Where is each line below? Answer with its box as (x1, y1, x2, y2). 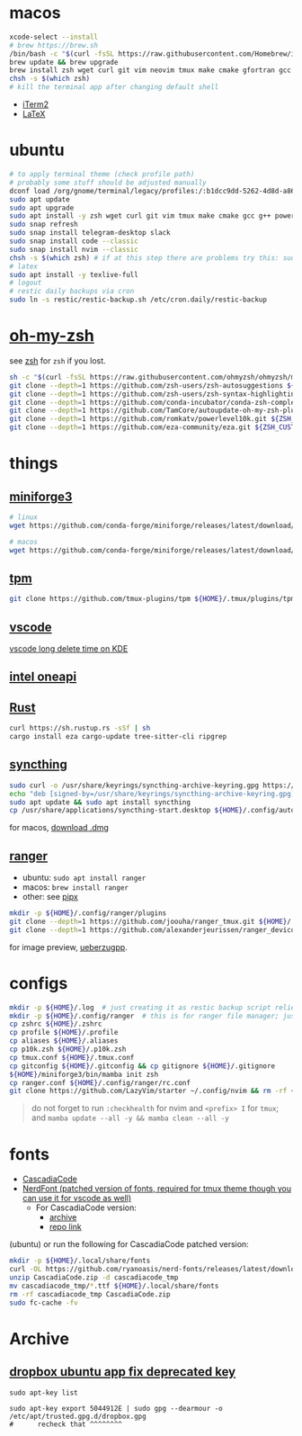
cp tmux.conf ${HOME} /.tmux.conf (9, 1053, 135, 1062)
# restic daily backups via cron (9, 287, 135, 296)
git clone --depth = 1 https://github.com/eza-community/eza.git (9, 423, 252, 432)
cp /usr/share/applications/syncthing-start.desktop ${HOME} (9, 806, 244, 815)
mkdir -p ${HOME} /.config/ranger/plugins (9, 909, 167, 918)
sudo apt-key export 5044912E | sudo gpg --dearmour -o (9, 1404, 223, 1413)
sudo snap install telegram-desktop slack (9, 229, 171, 238)
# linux (9, 513, 39, 522)
